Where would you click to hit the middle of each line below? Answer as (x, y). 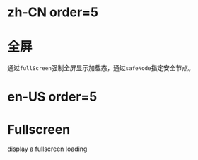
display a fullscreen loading (47, 149)
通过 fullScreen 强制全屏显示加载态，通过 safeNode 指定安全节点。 (101, 68)
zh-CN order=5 (53, 12)
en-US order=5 (52, 97)
